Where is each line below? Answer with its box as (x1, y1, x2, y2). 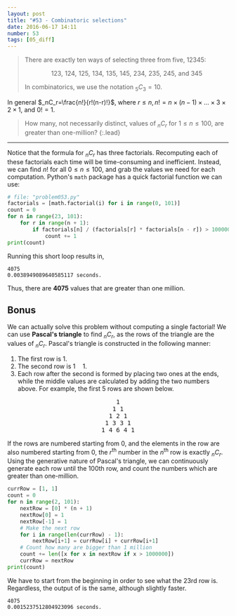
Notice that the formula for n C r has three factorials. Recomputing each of (7, 148, 218, 159)
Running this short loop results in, (7, 252, 105, 260)
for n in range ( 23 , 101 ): (7, 213, 83, 220)
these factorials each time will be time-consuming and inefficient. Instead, (7, 157, 221, 166)
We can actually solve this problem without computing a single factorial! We (7, 323, 227, 331)
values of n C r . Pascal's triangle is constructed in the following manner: (7, 340, 211, 349)
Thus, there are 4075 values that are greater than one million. (7, 283, 185, 292)
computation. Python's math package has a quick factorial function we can (7, 173, 223, 181)
